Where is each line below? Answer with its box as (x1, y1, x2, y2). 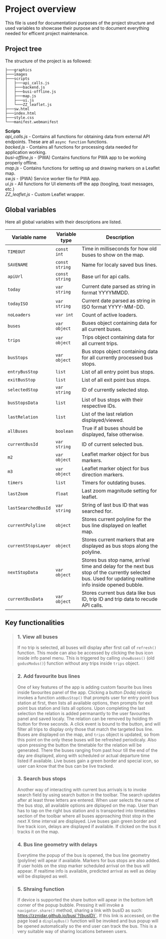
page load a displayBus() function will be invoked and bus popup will (17, 918, 159, 924)
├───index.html (5, 110, 37, 116)
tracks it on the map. (17, 829, 59, 835)
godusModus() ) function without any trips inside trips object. (17, 660, 140, 667)
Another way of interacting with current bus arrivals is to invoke (17, 786, 147, 792)
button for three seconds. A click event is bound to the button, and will (17, 721, 161, 727)
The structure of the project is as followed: (5, 58, 92, 64)
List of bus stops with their (82, 396, 143, 403)
